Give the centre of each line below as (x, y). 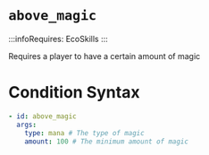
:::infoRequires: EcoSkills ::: (58, 39)
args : (27, 125)
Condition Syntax (74, 93)
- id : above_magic (42, 116)
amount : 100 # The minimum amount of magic (107, 142)
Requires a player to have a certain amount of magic (104, 56)
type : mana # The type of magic (84, 133)
